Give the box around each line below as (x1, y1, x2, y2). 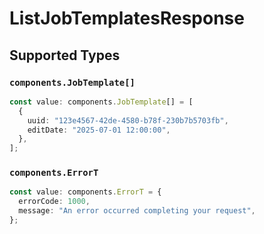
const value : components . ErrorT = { (9, 187, 162, 197)
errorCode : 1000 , (18, 197, 91, 207)
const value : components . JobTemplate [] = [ (9, 97, 194, 107)
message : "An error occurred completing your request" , (18, 206, 256, 216)
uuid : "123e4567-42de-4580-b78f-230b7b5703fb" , (27, 115, 229, 126)
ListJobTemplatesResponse (9, 7, 245, 30)
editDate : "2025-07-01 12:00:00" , (27, 125, 171, 135)
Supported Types (9, 47, 121, 64)
